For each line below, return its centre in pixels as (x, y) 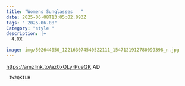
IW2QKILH (20, 78)
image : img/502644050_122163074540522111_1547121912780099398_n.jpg (93, 50)
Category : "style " (30, 28)
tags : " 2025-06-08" (32, 23)
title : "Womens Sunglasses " (45, 12)
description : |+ (26, 34)
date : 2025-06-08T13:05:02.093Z (46, 17)
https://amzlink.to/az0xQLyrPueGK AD (53, 66)
